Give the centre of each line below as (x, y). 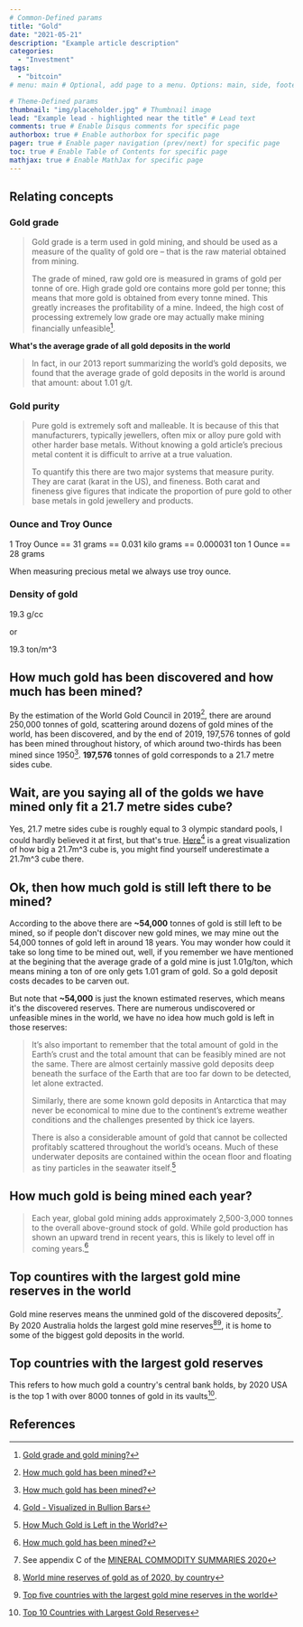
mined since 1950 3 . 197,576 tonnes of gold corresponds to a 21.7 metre (142, 754)
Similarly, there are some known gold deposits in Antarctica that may (159, 1101)
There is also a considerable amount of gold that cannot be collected (160, 1138)
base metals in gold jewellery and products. (112, 501)
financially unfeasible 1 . (73, 328)
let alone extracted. (67, 1083)
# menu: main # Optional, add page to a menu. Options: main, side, (141, 85)
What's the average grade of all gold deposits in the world (120, 345)
